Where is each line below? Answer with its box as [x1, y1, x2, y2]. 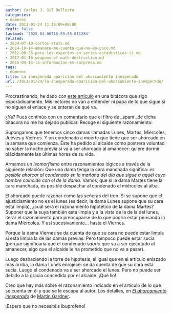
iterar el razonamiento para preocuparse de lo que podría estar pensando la [5, 214, 165, 220]
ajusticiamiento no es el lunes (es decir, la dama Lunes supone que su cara [5, 198, 164, 204]
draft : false [5, 27, 33, 32]
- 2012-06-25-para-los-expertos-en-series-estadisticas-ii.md [5, 50, 141, 55]
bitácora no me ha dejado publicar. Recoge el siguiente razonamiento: [5, 119, 153, 125]
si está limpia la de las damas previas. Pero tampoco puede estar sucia [5, 235, 155, 241]
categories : [5, 12, 31, 17]
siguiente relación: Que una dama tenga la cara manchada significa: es [5, 166, 155, 172]
